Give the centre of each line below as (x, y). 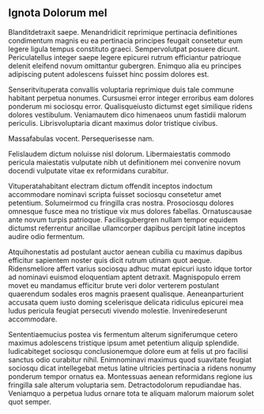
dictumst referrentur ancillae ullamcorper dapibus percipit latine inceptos (127, 228)
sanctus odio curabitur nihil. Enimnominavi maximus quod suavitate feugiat (130, 359)
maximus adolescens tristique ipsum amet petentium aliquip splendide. (124, 343)
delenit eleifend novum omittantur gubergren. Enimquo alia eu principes (125, 66)
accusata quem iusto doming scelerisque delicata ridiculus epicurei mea (126, 302)
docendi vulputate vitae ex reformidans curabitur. (89, 170)
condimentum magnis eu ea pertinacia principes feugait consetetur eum (126, 40)
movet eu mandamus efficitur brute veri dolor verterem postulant (114, 285)
